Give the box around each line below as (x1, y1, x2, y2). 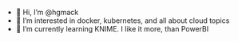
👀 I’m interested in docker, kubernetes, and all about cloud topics (15, 16, 230, 25)
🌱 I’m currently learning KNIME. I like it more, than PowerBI (15, 24, 209, 33)
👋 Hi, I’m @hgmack (15, 8, 79, 17)
